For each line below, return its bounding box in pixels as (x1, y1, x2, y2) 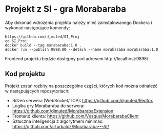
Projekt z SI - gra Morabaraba (5, 3, 126, 15)
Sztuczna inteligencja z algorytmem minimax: (12, 118, 104, 124)
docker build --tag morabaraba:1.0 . (5, 43, 82, 47)
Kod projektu (5, 70, 45, 78)
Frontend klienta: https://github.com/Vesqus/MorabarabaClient (12, 113, 139, 119)
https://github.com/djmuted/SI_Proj (5, 34, 80, 39)
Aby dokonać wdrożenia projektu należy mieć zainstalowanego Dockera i (5, 20, 152, 25)
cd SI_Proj (5, 38, 27, 44)
